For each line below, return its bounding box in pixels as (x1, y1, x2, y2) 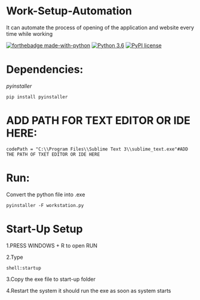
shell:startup (6, 265, 42, 271)
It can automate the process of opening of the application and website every (6, 24, 195, 31)
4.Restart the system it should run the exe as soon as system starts (6, 287, 171, 294)
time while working (6, 30, 53, 37)
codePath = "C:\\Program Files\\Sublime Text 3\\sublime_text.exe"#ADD (6, 146, 188, 152)
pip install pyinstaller (6, 94, 68, 100)
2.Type (6, 253, 23, 261)
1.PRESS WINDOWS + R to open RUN (6, 242, 97, 249)
